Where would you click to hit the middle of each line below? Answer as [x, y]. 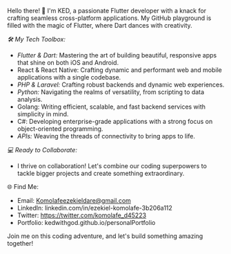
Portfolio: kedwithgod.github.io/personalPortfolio [86, 223]
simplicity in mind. [43, 114]
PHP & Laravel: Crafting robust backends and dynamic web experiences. [121, 84]
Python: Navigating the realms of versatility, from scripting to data [111, 92]
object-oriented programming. [60, 129]
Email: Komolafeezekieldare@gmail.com [74, 200]
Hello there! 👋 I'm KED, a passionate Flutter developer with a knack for [107, 11]
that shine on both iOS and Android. [68, 63]
